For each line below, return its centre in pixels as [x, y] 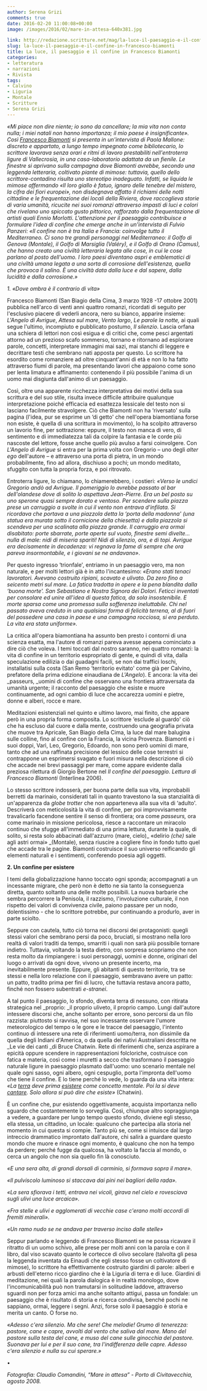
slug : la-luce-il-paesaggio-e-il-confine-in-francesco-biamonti [91, 46]
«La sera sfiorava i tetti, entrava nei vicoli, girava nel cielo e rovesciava [97, 1192]
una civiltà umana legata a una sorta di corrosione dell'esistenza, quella [99, 263]
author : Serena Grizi [35, 12]
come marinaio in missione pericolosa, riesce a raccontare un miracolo [96, 822]
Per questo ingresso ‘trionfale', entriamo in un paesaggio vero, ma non [96, 565]
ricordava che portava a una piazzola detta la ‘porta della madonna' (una [101, 513]
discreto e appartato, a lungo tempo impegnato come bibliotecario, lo [95, 146]
